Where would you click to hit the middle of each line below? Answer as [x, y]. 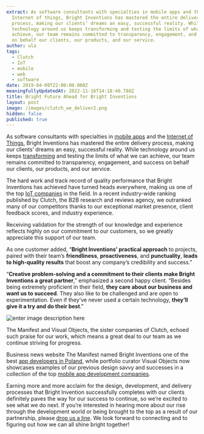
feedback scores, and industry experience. [60, 213]
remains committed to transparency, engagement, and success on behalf [98, 162]
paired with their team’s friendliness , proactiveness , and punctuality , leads [102, 256]
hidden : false [24, 114]
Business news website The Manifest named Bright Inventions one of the [97, 355]
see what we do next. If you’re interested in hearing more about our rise [96, 405]
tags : [13, 52]
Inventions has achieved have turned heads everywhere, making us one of [100, 187]
